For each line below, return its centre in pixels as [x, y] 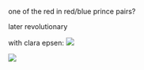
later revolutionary [38, 26]
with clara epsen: [36, 43]
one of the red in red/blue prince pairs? [72, 11]
